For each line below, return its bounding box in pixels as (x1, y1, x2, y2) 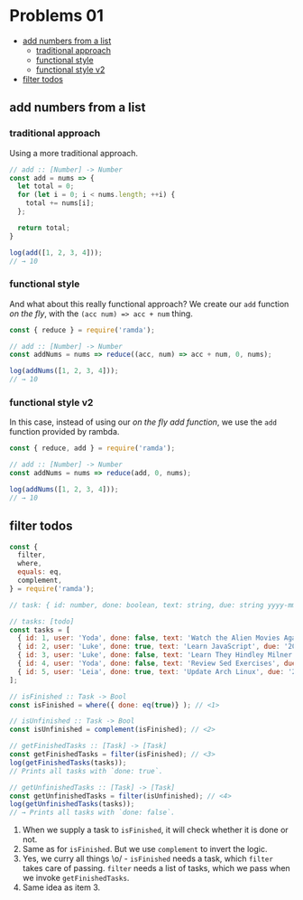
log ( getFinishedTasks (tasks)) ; (9, 758, 127, 767)
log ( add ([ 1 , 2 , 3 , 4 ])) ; (9, 248, 103, 258)
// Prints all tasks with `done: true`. (9, 766, 164, 775)
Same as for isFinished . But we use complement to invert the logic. (22, 844, 268, 855)
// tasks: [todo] (9, 616, 75, 626)
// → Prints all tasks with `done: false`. (9, 808, 176, 818)
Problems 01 (9, 5, 104, 26)
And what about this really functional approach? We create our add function (9, 298, 289, 309)
